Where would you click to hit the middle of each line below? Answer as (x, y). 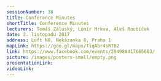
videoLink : (20, 69)
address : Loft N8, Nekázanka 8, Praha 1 (59, 40)
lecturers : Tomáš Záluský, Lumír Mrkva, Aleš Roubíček (78, 29)
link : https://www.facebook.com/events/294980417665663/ (81, 52)
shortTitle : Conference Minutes (48, 23)
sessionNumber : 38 (30, 12)
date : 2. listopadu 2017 (38, 35)
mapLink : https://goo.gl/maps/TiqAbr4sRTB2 (63, 46)
